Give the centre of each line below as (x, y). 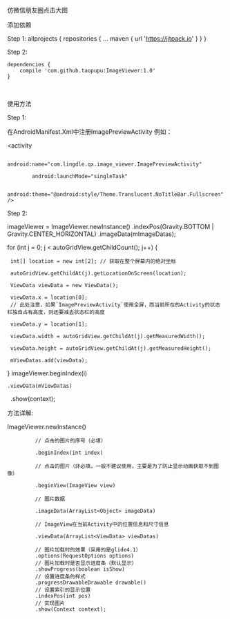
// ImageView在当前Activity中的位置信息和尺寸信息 (102, 524)
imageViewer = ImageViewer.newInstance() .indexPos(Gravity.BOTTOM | (111, 227)
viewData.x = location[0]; (49, 297)
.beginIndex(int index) (69, 453)
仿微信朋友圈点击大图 (37, 10)
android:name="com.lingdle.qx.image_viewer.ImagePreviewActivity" (105, 164)
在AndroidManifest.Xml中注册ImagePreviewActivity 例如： (90, 132)
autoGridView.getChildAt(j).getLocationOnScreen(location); (98, 273)
